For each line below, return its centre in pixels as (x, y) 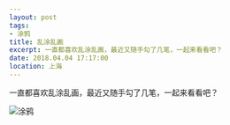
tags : (19, 26)
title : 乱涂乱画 (36, 42)
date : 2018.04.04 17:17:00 (59, 58)
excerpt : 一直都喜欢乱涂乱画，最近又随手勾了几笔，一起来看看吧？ (116, 50)
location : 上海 (36, 67)
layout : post (33, 17)
